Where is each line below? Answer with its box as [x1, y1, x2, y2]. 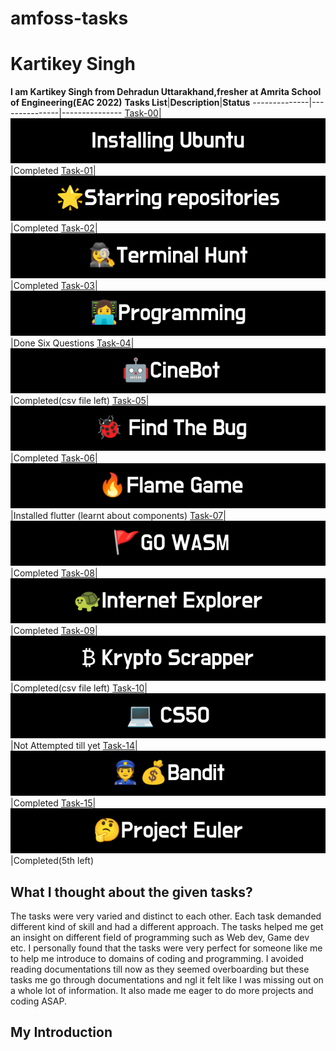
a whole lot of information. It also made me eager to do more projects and [10, 984, 314, 996]
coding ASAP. [10, 995, 67, 1007]
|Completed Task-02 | [10, 222, 98, 234]
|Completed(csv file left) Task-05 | [10, 395, 150, 407]
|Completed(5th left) [10, 855, 94, 867]
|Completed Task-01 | [10, 165, 97, 177]
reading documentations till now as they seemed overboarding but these [10, 963, 310, 975]
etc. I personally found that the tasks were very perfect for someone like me [10, 942, 323, 954]
